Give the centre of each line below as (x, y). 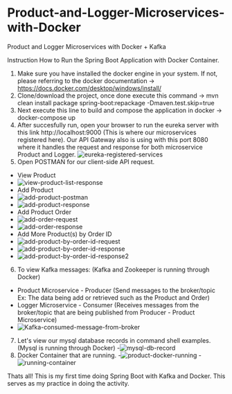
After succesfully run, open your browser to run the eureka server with (118, 125)
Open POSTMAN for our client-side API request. (86, 161)
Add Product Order (44, 212)
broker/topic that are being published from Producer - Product (106, 312)
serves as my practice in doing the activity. (68, 383)
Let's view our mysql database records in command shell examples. (114, 340)
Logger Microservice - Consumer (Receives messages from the (108, 305)
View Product (36, 175)
